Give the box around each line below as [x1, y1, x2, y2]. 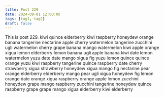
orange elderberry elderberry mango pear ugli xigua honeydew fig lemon [5, 71, 154, 76]
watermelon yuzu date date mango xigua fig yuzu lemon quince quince [5, 55, 149, 61]
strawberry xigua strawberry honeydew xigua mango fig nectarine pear [5, 66, 150, 72]
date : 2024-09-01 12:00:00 [5, 12, 61, 17]
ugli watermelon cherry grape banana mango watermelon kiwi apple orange [5, 45, 159, 50]
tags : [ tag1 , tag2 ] [5, 16, 45, 21]
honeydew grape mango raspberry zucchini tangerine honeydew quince [5, 81, 152, 87]
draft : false [5, 21, 32, 26]
